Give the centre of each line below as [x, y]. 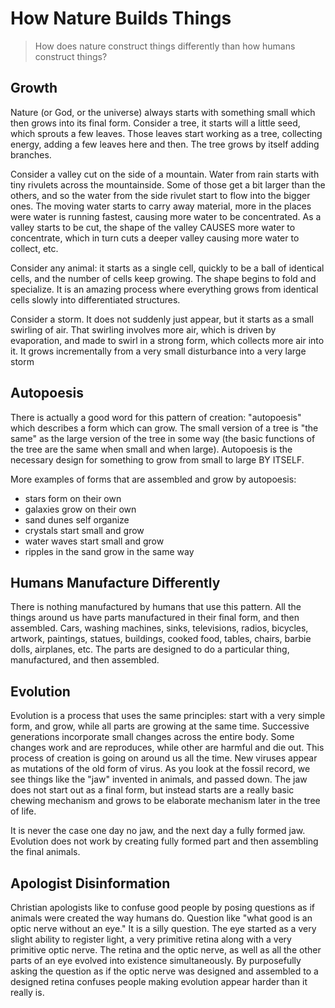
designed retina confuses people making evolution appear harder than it [159, 981]
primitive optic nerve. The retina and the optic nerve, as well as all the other [166, 950]
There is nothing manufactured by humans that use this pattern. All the [156, 607]
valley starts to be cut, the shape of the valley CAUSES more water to [153, 227]
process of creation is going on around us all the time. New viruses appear [164, 758]
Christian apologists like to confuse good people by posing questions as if [162, 907]
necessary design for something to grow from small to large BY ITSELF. [157, 459]
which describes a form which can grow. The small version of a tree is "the [164, 428]
